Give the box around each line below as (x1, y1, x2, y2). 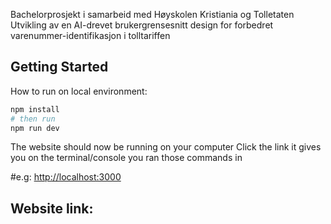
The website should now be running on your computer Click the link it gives (10, 141, 322, 153)
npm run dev (10, 123, 60, 133)
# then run (10, 114, 56, 124)
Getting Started (10, 59, 109, 76)
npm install (10, 104, 60, 114)
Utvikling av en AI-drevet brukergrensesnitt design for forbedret (10, 19, 274, 31)
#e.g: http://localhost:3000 (10, 171, 122, 183)
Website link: (10, 200, 94, 217)
